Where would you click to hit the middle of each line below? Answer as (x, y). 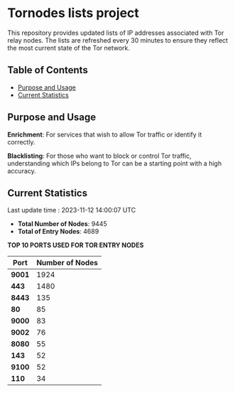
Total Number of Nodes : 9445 (62, 224)
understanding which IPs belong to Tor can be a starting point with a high (115, 163)
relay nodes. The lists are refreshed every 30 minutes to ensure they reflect (118, 40)
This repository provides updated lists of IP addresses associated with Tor (116, 33)
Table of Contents (48, 70)
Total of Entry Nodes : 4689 (58, 232)
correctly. (21, 142)
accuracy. (22, 171)
